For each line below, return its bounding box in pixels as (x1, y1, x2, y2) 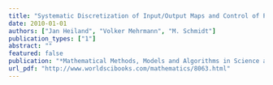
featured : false (8, 49, 63, 57)
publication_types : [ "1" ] (8, 34, 96, 43)
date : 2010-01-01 (8, 19, 67, 28)
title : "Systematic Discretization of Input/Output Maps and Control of (8, 11, 260, 20)
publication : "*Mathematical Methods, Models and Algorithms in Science (8, 57, 260, 66)
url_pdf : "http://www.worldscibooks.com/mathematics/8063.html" (8, 65, 231, 73)
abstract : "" (8, 42, 53, 50)
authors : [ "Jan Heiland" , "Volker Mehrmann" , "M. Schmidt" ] (8, 27, 217, 35)
